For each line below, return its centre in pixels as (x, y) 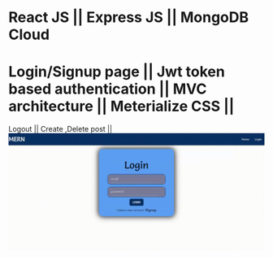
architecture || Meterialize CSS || (121, 107)
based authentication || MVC (108, 89)
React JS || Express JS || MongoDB (129, 17)
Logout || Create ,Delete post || (60, 129)
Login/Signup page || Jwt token (117, 72)
